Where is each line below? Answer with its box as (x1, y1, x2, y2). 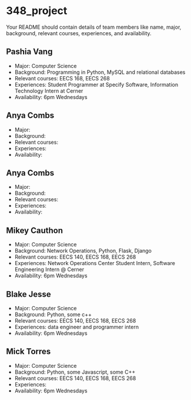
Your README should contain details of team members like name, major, (6, 23, 182, 30)
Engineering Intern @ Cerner (14, 266, 85, 273)
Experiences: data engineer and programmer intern (14, 324, 139, 330)
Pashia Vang (6, 47, 53, 57)
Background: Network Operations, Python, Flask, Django (14, 248, 152, 255)
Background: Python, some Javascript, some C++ (14, 368, 136, 375)
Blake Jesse (6, 289, 51, 299)
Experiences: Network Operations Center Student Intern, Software (14, 260, 175, 267)
